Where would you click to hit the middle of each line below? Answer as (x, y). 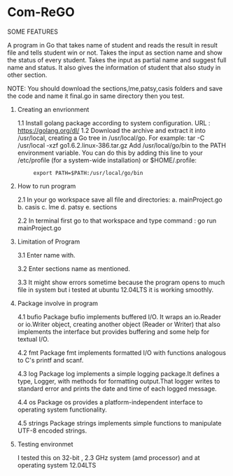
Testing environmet (45, 444)
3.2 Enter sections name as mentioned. (74, 268)
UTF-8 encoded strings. (52, 430)
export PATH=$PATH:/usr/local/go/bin (88, 173)
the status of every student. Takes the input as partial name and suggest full (117, 59)
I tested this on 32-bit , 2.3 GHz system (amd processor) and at (109, 457)
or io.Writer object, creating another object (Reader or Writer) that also (119, 324)
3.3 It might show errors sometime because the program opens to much (121, 282)
